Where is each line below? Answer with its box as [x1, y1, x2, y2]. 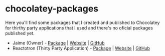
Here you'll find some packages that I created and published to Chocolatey [5, 19, 160, 25]
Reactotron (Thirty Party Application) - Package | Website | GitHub [12, 45, 150, 51]
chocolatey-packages [5, 3, 99, 14]
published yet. [5, 30, 35, 36]
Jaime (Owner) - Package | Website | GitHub [12, 39, 105, 45]
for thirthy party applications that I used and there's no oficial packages [5, 24, 153, 30]
